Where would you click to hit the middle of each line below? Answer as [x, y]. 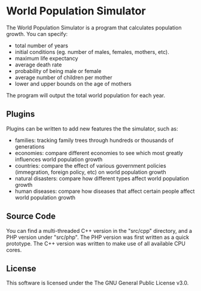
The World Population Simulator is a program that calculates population [94, 28]
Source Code [31, 216]
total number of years [42, 46]
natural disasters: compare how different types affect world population [102, 178]
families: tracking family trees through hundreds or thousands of [94, 140]
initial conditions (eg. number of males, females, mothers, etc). [92, 51]
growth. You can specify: [37, 34]
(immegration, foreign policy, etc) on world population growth [90, 172]
